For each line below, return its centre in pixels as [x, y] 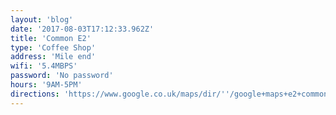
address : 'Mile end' [53, 57]
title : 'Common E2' [51, 38]
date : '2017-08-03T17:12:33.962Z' [82, 29]
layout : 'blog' [42, 19]
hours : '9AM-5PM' [46, 85]
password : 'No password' [62, 76]
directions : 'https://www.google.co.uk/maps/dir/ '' [120, 94]
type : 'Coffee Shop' [53, 47]
